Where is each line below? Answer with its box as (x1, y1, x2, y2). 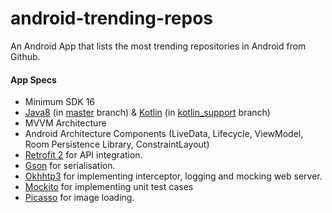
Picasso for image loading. (24, 192, 135, 204)
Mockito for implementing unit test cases (24, 181, 194, 193)
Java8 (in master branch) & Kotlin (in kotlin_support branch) (24, 107, 271, 119)
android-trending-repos (10, 7, 214, 30)
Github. (10, 50, 41, 62)
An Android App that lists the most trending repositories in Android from (10, 40, 307, 52)
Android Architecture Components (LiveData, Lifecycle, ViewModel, (24, 128, 304, 140)
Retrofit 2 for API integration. (24, 149, 143, 161)
